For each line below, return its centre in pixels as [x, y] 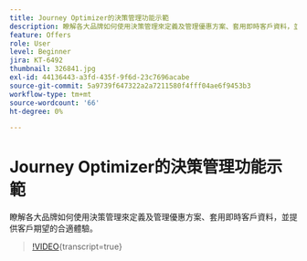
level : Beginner [40, 52]
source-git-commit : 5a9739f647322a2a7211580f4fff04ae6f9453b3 [130, 86]
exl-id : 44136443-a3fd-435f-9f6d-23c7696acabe [100, 78]
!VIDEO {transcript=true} [77, 246]
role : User [30, 43]
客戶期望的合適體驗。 [57, 228]
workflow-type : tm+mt [51, 94]
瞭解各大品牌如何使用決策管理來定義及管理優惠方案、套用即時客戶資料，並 [149, 217]
